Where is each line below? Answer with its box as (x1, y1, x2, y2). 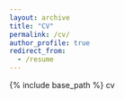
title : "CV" (9, 22, 54, 31)
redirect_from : (9, 47, 66, 56)
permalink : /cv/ (9, 30, 70, 39)
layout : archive (9, 13, 70, 22)
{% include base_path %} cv (9, 80, 115, 90)
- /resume (17, 55, 54, 64)
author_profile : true (9, 38, 91, 48)
